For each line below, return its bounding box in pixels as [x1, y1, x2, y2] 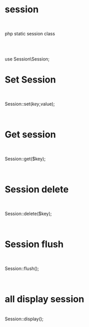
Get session [5, 129, 56, 141]
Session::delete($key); [5, 210, 52, 217]
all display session [5, 293, 84, 305]
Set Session [5, 74, 56, 86]
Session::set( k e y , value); [5, 101, 55, 107]
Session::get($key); [5, 156, 46, 162]
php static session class [5, 30, 55, 36]
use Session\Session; [5, 55, 50, 62]
